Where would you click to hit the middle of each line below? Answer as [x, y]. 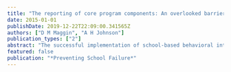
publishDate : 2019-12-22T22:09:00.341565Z [69, 26]
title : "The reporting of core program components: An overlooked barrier [117, 13]
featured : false [30, 52]
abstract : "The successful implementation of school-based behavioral [110, 45]
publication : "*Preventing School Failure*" [72, 58]
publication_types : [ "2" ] [44, 39]
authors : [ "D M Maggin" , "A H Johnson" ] [66, 33]
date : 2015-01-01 [32, 20]
